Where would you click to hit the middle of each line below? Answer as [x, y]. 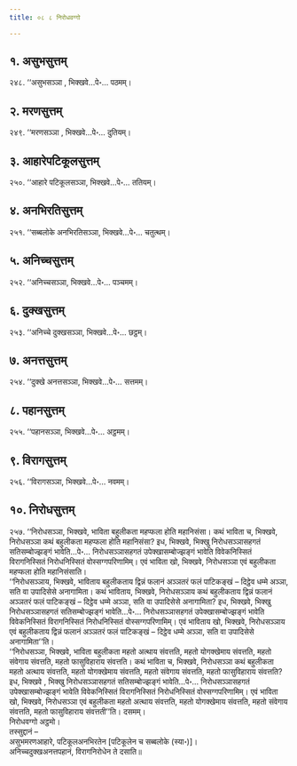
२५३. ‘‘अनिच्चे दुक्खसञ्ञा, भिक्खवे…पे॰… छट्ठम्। [78, 332]
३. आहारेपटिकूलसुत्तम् [54, 161]
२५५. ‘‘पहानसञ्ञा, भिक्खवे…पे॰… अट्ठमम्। [70, 432]
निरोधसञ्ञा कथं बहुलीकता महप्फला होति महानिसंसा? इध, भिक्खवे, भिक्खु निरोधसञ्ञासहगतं [135, 541]
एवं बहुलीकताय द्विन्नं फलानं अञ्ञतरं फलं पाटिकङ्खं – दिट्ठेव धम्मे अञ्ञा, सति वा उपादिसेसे [132, 631]
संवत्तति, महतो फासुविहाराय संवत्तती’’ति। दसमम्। [78, 711]
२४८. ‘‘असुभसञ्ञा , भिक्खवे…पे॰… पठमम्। [70, 83]
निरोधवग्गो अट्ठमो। [35, 722]
